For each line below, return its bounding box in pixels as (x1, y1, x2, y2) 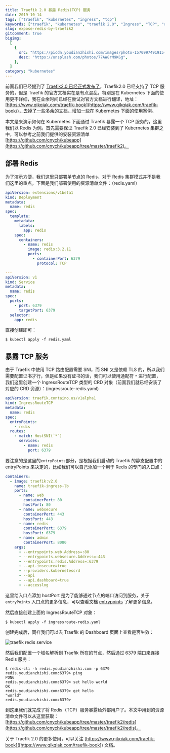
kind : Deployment (5, 195, 42, 200)
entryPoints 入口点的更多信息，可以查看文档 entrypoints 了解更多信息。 (5, 598, 155, 604)
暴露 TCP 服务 (5, 352, 49, 361)
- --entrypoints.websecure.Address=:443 (18, 554, 105, 559)
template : (10, 214, 30, 219)
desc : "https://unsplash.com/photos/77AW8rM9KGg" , (18, 54, 128, 60)
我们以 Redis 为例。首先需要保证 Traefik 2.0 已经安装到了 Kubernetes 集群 (5, 125, 159, 131)
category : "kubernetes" (5, 69, 56, 74)
